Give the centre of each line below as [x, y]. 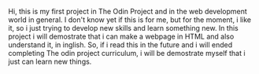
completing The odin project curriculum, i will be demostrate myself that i [127, 53]
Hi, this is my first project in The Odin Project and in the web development [128, 11]
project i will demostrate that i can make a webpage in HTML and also [121, 36]
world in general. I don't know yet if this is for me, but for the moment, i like [130, 20]
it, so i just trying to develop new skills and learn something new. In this [123, 28]
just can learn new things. [50, 61]
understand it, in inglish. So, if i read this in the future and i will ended [120, 45]
